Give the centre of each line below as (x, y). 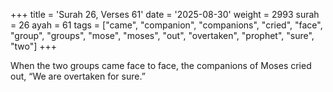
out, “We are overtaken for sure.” (78, 76)
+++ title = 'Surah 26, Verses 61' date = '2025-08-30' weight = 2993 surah (165, 14)
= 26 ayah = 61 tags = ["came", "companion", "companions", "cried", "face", (166, 25)
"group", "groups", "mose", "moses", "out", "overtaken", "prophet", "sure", (162, 35)
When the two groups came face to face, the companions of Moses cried (161, 65)
